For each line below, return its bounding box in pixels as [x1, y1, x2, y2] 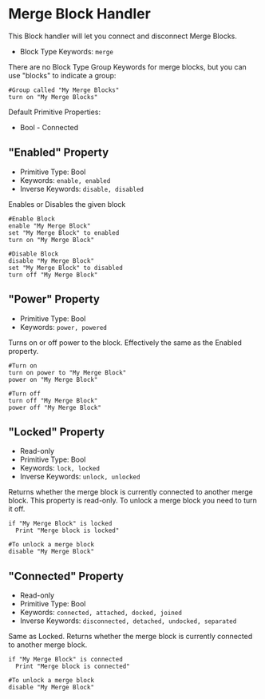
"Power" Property [8, 292, 100, 306]
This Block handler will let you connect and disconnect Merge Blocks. [8, 31, 237, 41]
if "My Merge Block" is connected [8, 656, 124, 664]
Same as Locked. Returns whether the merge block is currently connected [8, 632, 253, 641]
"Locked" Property [8, 425, 105, 439]
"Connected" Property [8, 569, 124, 583]
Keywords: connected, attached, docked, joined [19, 608, 182, 618]
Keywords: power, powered [19, 322, 108, 332]
